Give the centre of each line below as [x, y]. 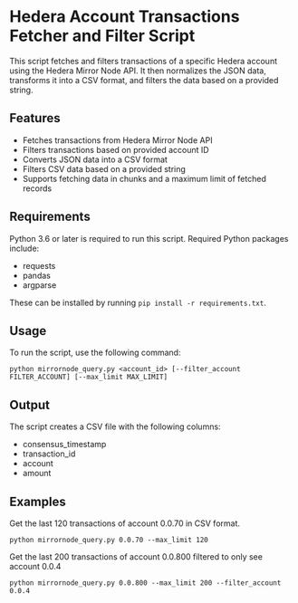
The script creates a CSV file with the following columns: [115, 426]
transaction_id [49, 454]
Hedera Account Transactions [125, 17]
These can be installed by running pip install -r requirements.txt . [138, 302]
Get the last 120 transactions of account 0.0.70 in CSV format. [125, 523]
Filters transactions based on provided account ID [116, 149]
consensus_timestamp [64, 445]
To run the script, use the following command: [95, 353]
